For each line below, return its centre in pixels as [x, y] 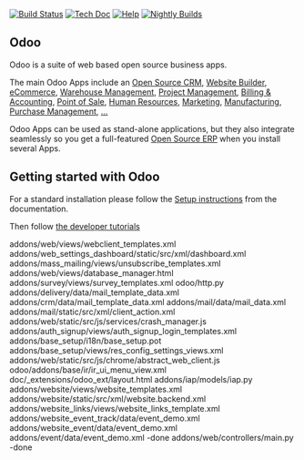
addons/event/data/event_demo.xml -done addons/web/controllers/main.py [152, 437]
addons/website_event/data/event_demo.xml [93, 427]
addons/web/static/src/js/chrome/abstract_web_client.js [115, 360]
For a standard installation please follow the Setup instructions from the [143, 199]
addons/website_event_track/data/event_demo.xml [105, 418]
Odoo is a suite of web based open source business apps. [118, 65]
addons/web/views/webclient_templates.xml [93, 244]
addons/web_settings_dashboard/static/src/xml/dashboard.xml [128, 253]
